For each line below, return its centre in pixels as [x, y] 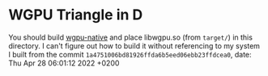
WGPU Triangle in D [76, 15]
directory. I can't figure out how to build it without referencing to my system [134, 45]
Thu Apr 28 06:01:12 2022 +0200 [64, 63]
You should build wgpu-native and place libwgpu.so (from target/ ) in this [131, 37]
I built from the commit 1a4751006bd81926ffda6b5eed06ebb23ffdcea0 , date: [130, 54]
